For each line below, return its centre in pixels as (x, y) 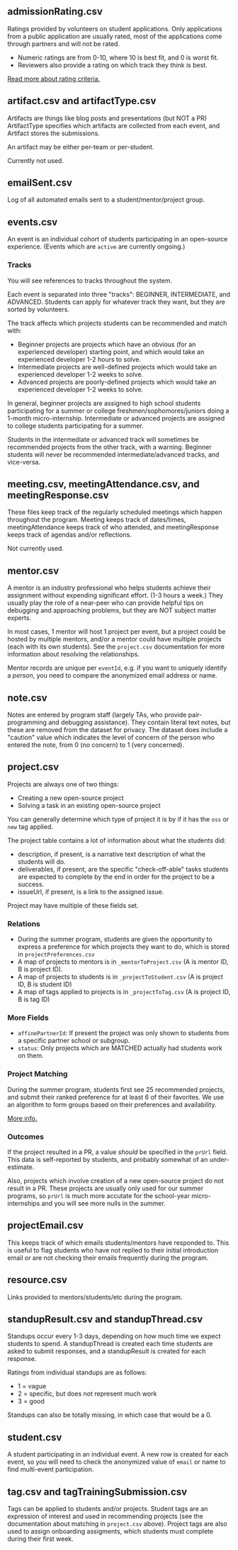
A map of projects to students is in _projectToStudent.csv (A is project (120, 977)
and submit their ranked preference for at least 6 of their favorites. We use (116, 1097)
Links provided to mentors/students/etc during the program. (95, 1297)
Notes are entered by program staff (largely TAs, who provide (97, 714)
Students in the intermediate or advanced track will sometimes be (103, 439)
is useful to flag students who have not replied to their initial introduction (113, 1250)
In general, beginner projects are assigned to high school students (104, 403)
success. (31, 884)
